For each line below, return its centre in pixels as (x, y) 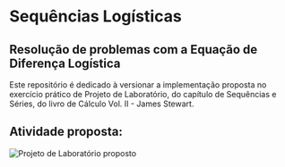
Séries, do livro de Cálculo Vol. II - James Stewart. (102, 104)
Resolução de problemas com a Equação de (134, 50)
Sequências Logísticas (95, 17)
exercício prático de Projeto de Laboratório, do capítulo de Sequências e (143, 94)
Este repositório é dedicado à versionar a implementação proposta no (138, 85)
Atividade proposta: (66, 132)
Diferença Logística (65, 63)
